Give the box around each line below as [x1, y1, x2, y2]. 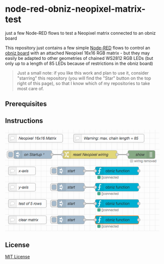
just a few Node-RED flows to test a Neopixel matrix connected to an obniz [5, 30, 156, 36]
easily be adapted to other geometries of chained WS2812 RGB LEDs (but [5, 55, 153, 61]
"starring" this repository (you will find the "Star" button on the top [17, 75, 151, 81]
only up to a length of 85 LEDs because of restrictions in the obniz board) [5, 60, 153, 66]
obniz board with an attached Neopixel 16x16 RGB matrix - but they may [5, 50, 150, 56]
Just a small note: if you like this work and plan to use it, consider [17, 70, 149, 76]
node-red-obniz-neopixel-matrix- [5, 3, 146, 15]
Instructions [5, 116, 43, 125]
